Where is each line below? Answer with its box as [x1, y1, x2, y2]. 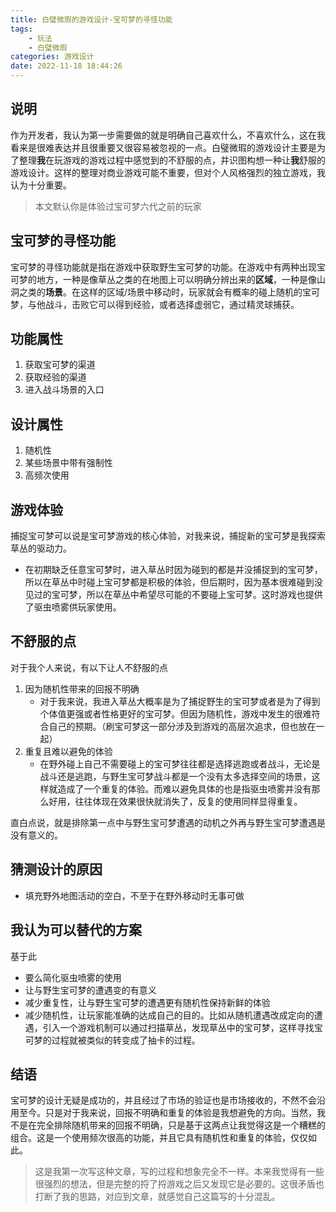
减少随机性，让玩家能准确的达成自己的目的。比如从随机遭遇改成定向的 [24, 1009, 315, 1021]
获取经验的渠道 [24, 371, 87, 383]
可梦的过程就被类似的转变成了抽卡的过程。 [24, 1034, 201, 1046]
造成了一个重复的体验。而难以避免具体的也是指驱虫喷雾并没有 [57, 782, 312, 795]
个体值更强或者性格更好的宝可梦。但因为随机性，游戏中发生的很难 [39, 707, 312, 720]
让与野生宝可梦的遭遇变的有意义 [24, 984, 157, 996]
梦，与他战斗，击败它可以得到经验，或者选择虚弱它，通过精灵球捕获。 [10, 298, 300, 310]
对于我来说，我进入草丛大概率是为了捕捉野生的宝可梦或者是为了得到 [39, 695, 321, 707]
